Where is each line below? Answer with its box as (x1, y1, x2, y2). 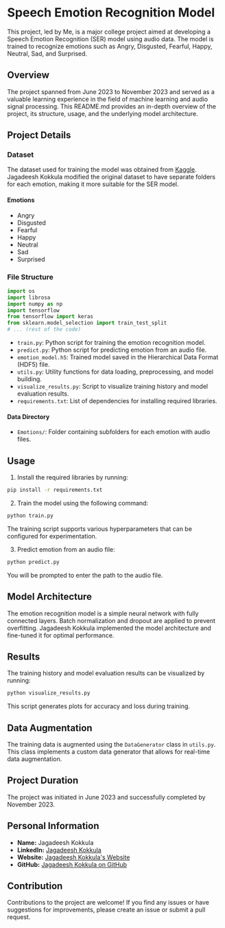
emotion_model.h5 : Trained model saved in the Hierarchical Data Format (16, 353, 219, 361)
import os (7, 287, 36, 295)
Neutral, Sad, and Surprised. (7, 49, 88, 58)
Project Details (7, 129, 71, 142)
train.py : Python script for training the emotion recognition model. (16, 339, 206, 347)
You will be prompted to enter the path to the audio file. (7, 571, 163, 579)
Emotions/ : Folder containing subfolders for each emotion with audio (16, 428, 211, 436)
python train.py (7, 512, 54, 519)
